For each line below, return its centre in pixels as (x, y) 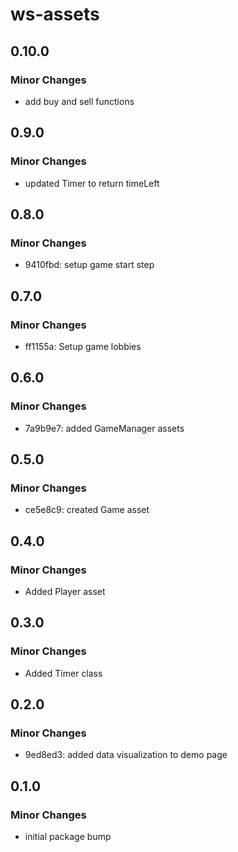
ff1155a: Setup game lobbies (83, 346)
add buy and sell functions (79, 101)
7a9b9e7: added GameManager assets (104, 428)
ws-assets (55, 14)
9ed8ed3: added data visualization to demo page (126, 755)
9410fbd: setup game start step (89, 265)
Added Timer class (63, 673)
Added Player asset (65, 591)
